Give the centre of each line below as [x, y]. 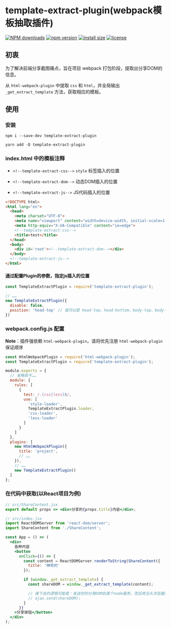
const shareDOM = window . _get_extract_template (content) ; [91, 584]
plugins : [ [21, 442]
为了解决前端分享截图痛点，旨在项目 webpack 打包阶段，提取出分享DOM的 [84, 68]
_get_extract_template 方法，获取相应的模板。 [54, 92]
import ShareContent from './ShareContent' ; [53, 528]
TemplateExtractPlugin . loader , [61, 409]
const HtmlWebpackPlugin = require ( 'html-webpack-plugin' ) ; [70, 357]
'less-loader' [43, 418]
